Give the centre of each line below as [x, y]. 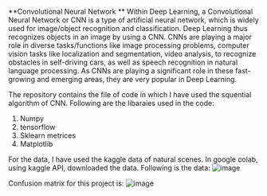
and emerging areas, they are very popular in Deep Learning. [137, 79]
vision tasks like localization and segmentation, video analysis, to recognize [132, 54]
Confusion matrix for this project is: [66, 183]
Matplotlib [36, 144]
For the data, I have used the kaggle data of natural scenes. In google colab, [133, 159]
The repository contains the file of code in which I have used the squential [130, 94]
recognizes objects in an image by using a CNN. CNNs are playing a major [130, 37]
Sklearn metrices [48, 135]
